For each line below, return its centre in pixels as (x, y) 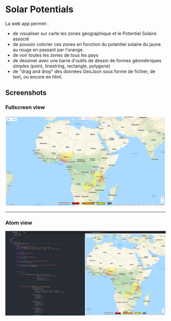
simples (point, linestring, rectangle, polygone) (61, 66)
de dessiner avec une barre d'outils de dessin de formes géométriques (87, 60)
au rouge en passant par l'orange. (48, 50)
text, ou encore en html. (38, 77)
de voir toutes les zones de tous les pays (55, 55)
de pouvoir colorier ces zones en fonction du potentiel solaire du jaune (87, 44)
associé (21, 39)
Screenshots (26, 93)
